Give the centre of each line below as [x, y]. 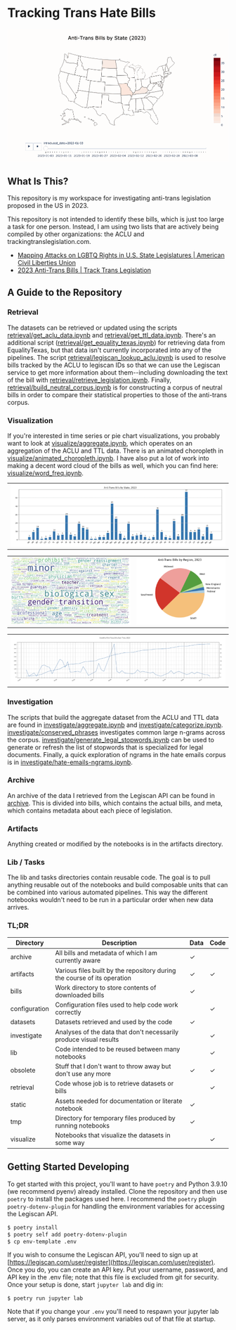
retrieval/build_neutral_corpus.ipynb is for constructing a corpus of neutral [115, 387]
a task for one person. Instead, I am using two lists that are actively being [113, 227]
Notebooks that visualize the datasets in [113, 1135]
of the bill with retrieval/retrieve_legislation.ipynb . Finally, [90, 380]
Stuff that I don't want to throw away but [113, 1066]
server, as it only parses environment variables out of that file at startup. [112, 1319]
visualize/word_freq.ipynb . [46, 473]
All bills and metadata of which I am [106, 953]
